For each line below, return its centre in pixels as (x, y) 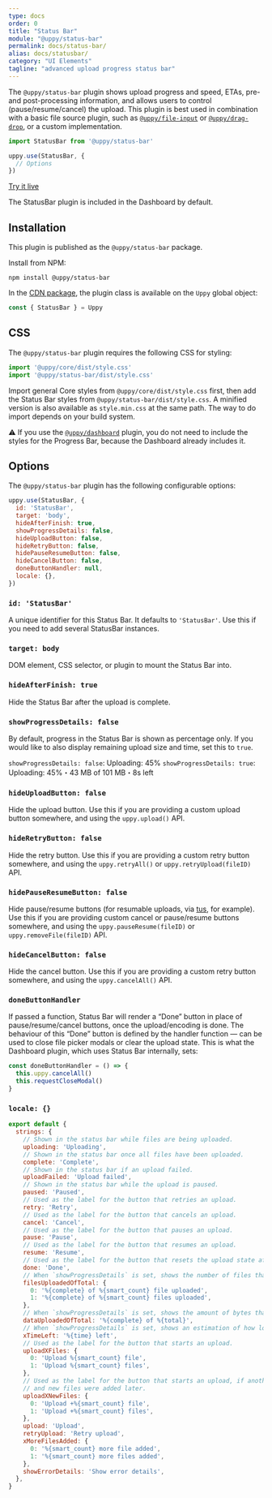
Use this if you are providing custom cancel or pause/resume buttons (124, 917)
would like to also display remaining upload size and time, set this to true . (131, 747)
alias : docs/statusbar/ (49, 54)
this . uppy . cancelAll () (54, 1074)
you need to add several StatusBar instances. (84, 629)
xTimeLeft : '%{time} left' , (70, 1336)
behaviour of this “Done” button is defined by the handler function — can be (136, 1034)
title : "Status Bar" (43, 31)
